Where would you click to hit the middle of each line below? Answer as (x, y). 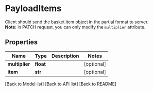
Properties (21, 42)
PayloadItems (33, 8)
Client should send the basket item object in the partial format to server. (77, 22)
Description (65, 56)
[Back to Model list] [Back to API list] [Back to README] (61, 84)
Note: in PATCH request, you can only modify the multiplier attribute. (75, 27)
